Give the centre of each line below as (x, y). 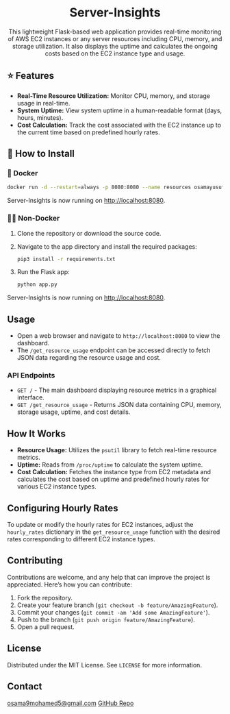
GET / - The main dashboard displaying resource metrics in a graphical (117, 390)
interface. (30, 397)
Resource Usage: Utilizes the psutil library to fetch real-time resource (117, 450)
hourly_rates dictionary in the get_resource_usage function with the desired (114, 532)
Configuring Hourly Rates (63, 508)
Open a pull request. (46, 627)
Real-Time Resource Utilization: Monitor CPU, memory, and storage (114, 96)
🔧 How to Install (41, 154)
